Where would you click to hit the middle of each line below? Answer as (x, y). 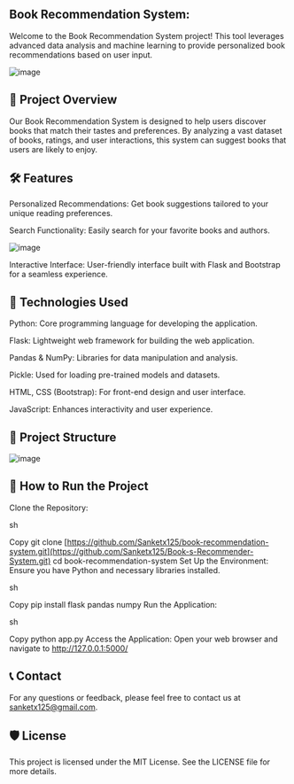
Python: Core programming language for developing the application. (134, 323)
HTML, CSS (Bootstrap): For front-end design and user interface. (128, 392)
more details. (33, 771)
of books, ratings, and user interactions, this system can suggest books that (148, 140)
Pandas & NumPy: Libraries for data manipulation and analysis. (124, 358)
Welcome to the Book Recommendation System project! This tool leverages (147, 35)
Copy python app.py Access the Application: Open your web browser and (144, 639)
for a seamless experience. (58, 275)
